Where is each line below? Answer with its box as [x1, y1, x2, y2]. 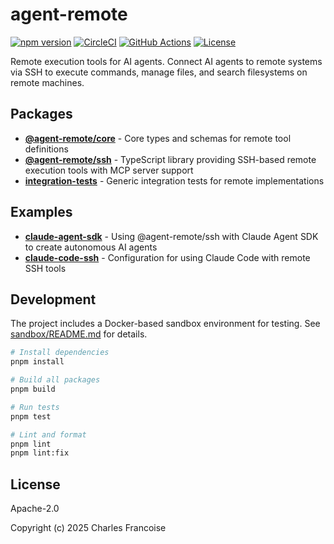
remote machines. [10, 76, 85, 88]
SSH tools [24, 262, 67, 274]
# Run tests [10, 402, 60, 412]
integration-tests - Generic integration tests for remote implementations [24, 174, 325, 187]
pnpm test [10, 411, 52, 422]
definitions [24, 143, 69, 155]
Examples [10, 204, 73, 221]
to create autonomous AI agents [24, 241, 158, 253]
